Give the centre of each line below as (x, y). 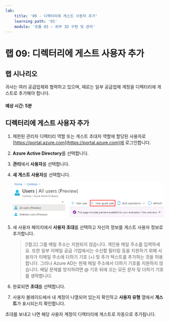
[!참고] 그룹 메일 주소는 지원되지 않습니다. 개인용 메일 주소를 (84, 244)
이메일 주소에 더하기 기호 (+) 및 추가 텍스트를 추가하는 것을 (96, 256)
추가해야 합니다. (34, 93)
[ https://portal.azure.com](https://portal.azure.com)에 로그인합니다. (82, 142)
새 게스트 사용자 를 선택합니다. (41, 174)
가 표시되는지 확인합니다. (41, 303)
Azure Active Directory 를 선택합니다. (51, 153)
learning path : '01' (36, 21)
